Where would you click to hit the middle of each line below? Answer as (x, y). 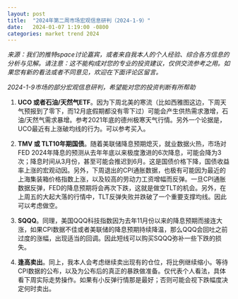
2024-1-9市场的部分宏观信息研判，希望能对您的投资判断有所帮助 (102, 87)
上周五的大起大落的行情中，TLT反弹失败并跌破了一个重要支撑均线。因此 (122, 197)
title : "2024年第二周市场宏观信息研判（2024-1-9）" (79, 20)
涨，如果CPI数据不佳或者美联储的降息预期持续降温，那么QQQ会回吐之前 (123, 230)
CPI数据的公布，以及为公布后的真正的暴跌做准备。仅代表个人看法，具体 (121, 271)
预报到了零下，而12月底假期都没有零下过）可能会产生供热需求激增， (123, 111)
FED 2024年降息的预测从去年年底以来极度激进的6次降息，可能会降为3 (119, 153)
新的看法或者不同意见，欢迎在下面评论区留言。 (94, 72)
